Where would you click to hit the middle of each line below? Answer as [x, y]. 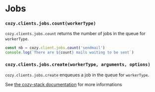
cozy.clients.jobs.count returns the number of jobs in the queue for [76, 34]
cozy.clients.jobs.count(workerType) [51, 23]
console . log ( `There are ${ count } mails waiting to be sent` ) [70, 52]
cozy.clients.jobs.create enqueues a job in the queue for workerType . [77, 75]
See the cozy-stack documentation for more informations [64, 84]
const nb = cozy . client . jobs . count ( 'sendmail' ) [55, 48]
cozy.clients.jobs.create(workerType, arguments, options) [78, 65]
